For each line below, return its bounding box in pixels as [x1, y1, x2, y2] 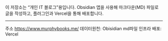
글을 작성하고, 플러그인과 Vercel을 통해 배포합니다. [5, 10, 104, 16]
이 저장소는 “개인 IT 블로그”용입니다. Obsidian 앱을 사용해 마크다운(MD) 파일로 [5, 4, 159, 10]
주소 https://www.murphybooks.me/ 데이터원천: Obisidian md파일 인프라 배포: [5, 26, 161, 31]
